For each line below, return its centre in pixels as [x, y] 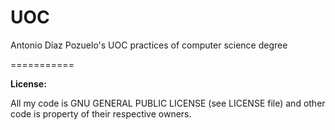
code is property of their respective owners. [101, 113]
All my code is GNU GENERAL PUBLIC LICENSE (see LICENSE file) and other [168, 103]
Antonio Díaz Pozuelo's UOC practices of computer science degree [149, 45]
